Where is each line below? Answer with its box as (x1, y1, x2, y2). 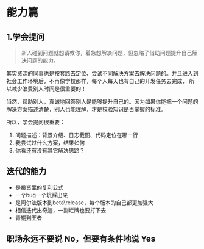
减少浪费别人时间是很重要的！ (11, 85, 86, 92)
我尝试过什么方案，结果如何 (15, 139, 85, 146)
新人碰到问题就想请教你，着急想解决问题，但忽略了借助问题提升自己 (21, 49, 192, 56)
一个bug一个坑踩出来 (15, 191, 68, 198)
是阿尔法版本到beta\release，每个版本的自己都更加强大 (15, 199, 153, 206)
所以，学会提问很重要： (6, 118, 65, 126)
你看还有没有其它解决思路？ (15, 147, 85, 154)
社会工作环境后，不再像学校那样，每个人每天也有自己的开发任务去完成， (6, 78, 188, 84)
